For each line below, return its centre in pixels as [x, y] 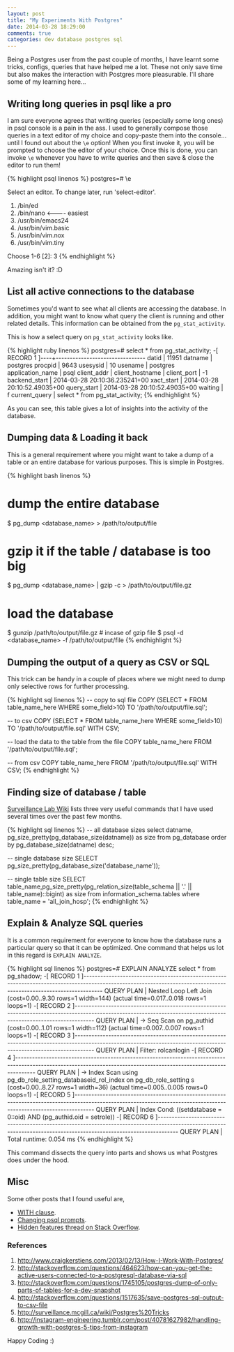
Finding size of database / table [77, 792]
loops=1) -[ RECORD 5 [39, 1094]
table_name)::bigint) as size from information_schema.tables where [103, 894]
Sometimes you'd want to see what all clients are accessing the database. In [117, 309]
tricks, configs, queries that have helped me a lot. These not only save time [115, 67]
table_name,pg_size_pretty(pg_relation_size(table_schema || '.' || [100, 886]
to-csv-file [32, 1305]
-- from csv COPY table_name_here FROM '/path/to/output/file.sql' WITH [112, 763]
